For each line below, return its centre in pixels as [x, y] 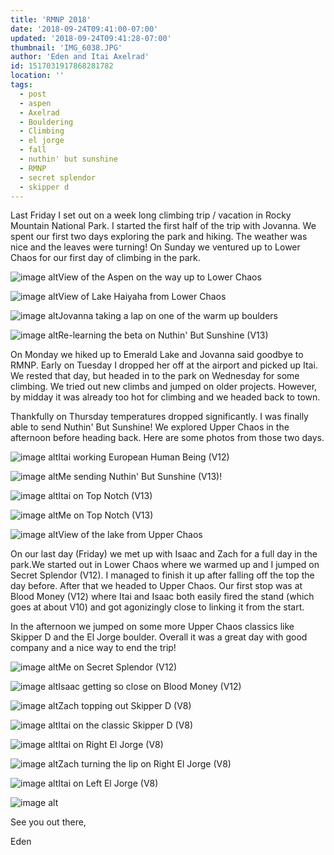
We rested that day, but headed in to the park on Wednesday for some [155, 376]
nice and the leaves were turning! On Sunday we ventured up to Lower [155, 247]
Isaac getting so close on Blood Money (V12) [150, 687]
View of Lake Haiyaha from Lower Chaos [142, 297]
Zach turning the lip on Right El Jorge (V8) [145, 764]
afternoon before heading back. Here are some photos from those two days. [167, 438]
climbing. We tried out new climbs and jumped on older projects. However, [164, 387]
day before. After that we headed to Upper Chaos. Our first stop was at [156, 586]
